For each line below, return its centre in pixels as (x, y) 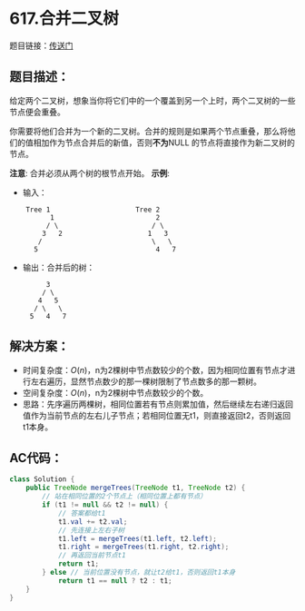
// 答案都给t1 (82, 513)
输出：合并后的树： (59, 267)
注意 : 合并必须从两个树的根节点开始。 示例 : (89, 172)
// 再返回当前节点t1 (92, 556)
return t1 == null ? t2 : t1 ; (115, 581)
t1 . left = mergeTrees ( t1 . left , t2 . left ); (138, 538)
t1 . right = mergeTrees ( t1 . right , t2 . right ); (143, 547)
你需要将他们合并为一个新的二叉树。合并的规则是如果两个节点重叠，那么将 (148, 131)
